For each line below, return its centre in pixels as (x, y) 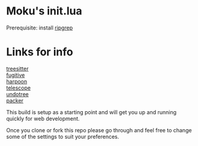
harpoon (17, 81)
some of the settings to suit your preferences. (63, 136)
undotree (17, 94)
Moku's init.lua (44, 11)
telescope (19, 88)
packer (15, 100)
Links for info (40, 52)
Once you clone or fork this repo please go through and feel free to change (99, 130)
